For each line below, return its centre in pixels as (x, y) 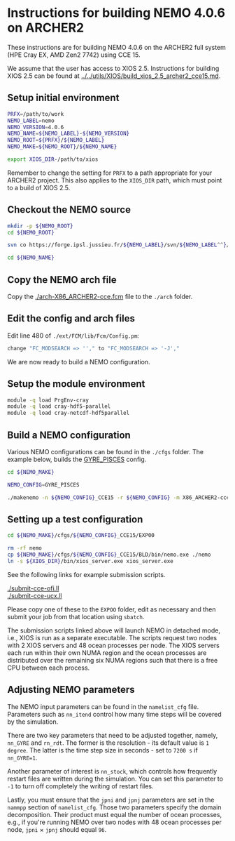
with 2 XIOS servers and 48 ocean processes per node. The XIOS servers (114, 645)
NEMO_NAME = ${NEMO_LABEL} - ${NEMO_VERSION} (69, 134)
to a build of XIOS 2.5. (39, 187)
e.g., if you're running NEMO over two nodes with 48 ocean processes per (115, 822)
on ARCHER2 (46, 28)
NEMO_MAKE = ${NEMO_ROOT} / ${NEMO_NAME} (62, 147)
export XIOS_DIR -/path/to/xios (53, 159)
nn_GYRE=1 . (22, 757)
